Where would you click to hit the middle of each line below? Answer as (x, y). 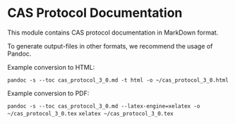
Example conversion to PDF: (48, 93)
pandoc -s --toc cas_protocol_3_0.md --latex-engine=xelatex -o (104, 106)
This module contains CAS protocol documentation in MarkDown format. (113, 32)
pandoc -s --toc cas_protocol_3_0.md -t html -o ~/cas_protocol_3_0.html (118, 80)
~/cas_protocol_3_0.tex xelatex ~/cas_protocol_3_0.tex (91, 113)
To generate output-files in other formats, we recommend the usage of (110, 46)
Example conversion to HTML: (51, 67)
